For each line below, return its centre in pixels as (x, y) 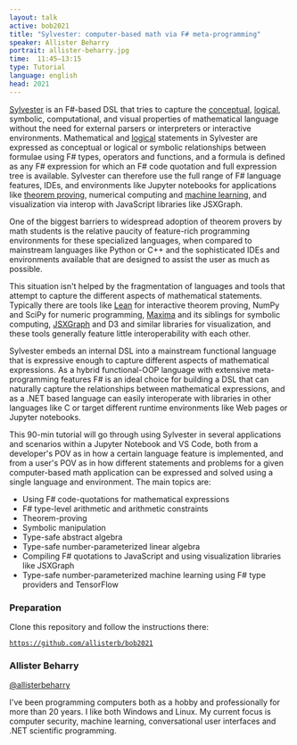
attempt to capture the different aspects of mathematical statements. (136, 295)
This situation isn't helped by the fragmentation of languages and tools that (147, 286)
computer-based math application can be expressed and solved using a (141, 472)
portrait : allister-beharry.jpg (69, 51)
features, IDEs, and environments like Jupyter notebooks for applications (143, 185)
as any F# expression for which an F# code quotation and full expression (143, 166)
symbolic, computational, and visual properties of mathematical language (144, 119)
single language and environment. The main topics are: (110, 482)
